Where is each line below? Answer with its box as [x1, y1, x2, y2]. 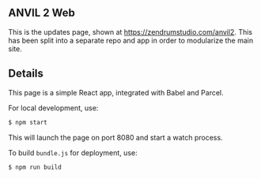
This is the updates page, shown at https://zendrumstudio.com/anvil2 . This [8, 27, 253, 36]
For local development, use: [8, 103, 99, 113]
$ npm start [8, 118, 47, 126]
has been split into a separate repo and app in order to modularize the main [8, 35, 254, 45]
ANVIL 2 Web [8, 6, 75, 20]
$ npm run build [8, 163, 62, 171]
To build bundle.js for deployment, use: [8, 147, 138, 157]
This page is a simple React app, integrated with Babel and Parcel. [8, 88, 224, 97]
